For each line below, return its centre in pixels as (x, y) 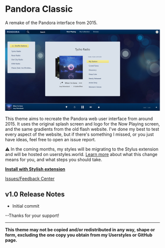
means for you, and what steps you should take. (54, 160)
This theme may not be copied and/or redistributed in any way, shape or (80, 230)
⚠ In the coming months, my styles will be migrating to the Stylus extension (82, 149)
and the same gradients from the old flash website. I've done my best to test (82, 129)
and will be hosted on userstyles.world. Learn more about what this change (82, 155)
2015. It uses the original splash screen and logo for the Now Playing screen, (82, 124)
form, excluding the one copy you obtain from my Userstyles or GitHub (79, 235)
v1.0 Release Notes (35, 194)
